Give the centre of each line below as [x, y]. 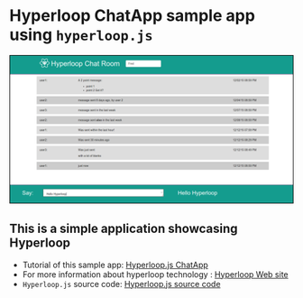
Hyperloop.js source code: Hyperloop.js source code [121, 284]
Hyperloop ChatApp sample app [132, 16]
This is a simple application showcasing [124, 229]
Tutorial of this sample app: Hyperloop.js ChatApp [115, 265]
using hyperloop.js [81, 35]
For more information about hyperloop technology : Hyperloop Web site [155, 274]
